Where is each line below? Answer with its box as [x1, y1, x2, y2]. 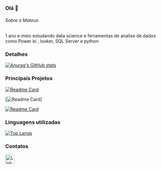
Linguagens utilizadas [5, 118, 61, 125]
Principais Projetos [5, 75, 53, 82]
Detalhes [5, 51, 28, 58]
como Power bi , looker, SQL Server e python [5, 38, 99, 45]
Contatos [5, 143, 29, 150]
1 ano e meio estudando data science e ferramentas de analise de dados [5, 33, 156, 39]
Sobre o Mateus [5, 17, 39, 23]
